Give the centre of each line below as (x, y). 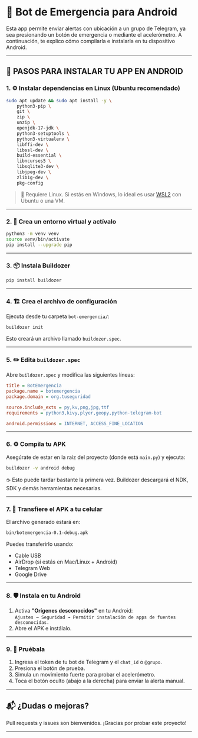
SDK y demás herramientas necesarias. (54, 488)
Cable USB (28, 555)
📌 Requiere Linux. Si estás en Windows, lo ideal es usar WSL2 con (101, 194)
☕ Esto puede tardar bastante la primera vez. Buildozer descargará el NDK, (97, 480)
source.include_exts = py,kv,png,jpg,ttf (58, 407)
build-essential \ (39, 156)
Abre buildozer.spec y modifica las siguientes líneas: (71, 375)
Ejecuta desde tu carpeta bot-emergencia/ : (58, 316)
